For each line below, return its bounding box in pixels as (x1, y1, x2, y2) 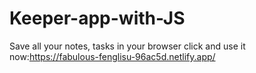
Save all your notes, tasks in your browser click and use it (9, 40, 246, 52)
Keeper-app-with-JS (9, 7, 186, 30)
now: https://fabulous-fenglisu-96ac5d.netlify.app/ (9, 50, 216, 62)
